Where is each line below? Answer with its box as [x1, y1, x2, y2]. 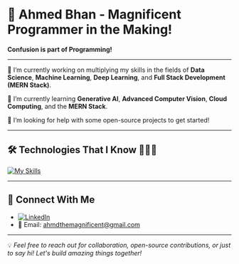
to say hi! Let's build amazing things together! [7, 248, 142, 257]
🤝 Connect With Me [7, 194, 95, 206]
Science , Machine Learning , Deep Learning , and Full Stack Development [7, 73, 225, 81]
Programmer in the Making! [7, 21, 173, 38]
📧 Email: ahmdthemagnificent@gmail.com [17, 220, 141, 228]
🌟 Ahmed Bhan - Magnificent [7, 6, 181, 23]
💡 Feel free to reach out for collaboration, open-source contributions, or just [7, 241, 231, 249]
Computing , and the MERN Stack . [7, 102, 108, 110]
